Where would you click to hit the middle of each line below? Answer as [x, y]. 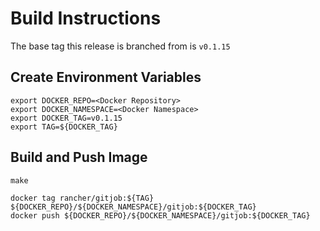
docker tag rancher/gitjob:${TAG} [82, 198]
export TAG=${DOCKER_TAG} [64, 127]
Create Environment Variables [106, 77]
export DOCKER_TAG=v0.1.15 [66, 118]
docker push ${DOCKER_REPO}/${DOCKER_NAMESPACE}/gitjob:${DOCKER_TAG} [160, 215]
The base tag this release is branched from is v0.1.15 [120, 46]
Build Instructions [86, 18]
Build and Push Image [79, 157]
